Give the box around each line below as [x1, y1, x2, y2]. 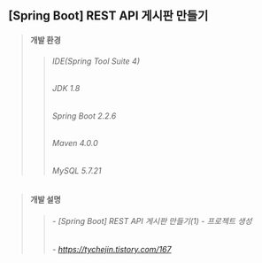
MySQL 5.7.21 [51, 166, 102, 176]
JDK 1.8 [51, 83, 81, 94]
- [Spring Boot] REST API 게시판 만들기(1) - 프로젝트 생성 [51, 216, 253, 227]
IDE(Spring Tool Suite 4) [51, 56, 141, 66]
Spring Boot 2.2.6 [51, 110, 117, 121]
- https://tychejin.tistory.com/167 [51, 244, 172, 254]
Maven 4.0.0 [51, 138, 98, 149]
